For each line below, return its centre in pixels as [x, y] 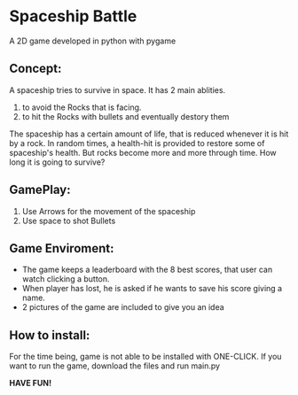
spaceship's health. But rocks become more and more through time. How [143, 152]
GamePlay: [40, 190]
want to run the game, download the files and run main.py [114, 366]
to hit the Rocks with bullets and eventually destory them [125, 116]
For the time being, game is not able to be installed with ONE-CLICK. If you [145, 357]
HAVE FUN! [30, 383]
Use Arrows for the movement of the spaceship [109, 211]
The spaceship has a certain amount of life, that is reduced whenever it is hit [149, 134]
